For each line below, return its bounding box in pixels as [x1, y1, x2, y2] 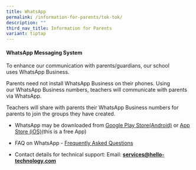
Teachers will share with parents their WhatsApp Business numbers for [6, 104, 179, 111]
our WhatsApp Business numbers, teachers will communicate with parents [6, 86, 188, 94]
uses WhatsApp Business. [6, 69, 70, 76]
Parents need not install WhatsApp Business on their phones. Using [6, 80, 170, 87]
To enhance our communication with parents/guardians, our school [6, 62, 170, 69]
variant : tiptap [6, 31, 46, 37]
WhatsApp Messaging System [6, 49, 83, 56]
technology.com [14, 158, 56, 165]
